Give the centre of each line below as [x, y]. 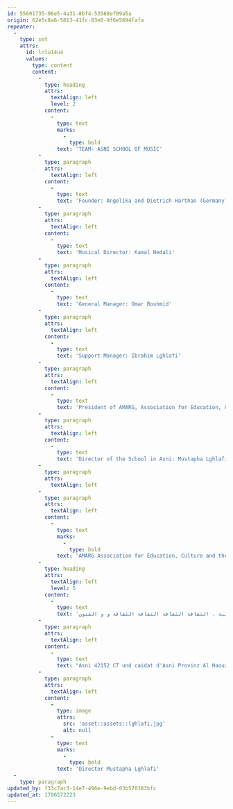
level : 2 [63, 104]
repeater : [21, 26]
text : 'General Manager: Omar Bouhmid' [114, 304]
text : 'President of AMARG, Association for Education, [139, 408]
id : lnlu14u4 [44, 53]
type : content [52, 65]
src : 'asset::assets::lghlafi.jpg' [114, 724]
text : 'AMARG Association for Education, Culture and [136, 556]
